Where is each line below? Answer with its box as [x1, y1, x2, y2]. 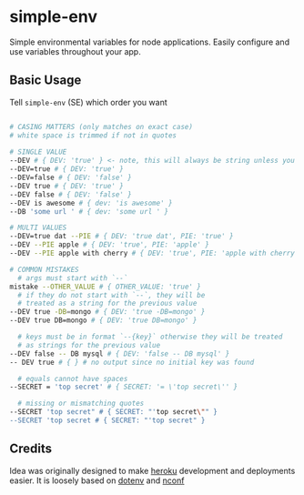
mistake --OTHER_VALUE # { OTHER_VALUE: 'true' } [9, 282, 202, 291]
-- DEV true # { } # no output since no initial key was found [9, 358, 255, 367]
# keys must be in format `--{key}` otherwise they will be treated [17, 332, 283, 341]
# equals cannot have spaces [17, 374, 128, 383]
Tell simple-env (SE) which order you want [9, 96, 167, 107]
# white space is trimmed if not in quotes [9, 130, 177, 140]
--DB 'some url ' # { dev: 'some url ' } [9, 207, 169, 216]
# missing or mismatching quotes [17, 399, 145, 409]
